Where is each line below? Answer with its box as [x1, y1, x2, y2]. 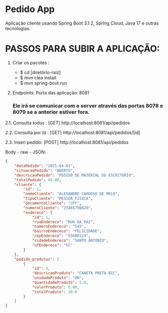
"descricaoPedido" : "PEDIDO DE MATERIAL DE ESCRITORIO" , [14, 173, 136, 178]
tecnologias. [5, 25, 31, 31]
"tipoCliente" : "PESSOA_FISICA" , [23, 196, 93, 201]
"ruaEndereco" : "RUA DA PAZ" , [32, 219, 95, 224]
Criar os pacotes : [12, 59, 50, 66]
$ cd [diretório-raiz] [20, 69, 61, 75]
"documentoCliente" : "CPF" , [23, 201, 82, 206]
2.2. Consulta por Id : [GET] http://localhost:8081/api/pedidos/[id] [5, 129, 140, 136]
